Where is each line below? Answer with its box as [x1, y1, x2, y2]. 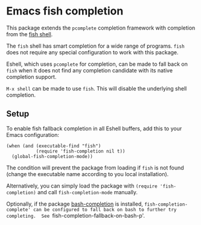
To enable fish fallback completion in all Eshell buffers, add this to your [6, 125, 182, 132]
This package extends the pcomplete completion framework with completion [6, 24, 196, 31]
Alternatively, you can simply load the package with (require [6, 182, 158, 189]
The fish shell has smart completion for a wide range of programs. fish [6, 42, 185, 49]
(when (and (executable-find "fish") [6, 143, 101, 149]
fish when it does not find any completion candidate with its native [6, 66, 173, 74]
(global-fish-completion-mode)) [11, 153, 94, 159]
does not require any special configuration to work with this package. [6, 48, 179, 55]
